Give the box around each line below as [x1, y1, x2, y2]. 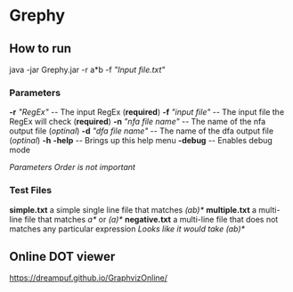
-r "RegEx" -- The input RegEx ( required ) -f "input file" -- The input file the [9, 107, 285, 118]
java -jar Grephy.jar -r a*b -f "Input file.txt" [9, 64, 166, 75]
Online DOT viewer [9, 248, 116, 264]
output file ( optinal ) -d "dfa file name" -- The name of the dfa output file [9, 126, 274, 136]
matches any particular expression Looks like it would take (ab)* [9, 223, 245, 234]
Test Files [9, 184, 52, 197]
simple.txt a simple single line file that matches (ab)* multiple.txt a [9, 204, 256, 215]
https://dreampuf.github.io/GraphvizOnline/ [9, 272, 167, 283]
